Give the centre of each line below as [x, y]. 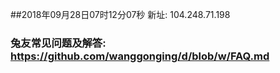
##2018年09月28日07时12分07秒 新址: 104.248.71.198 [120, 14]
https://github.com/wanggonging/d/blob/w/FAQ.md [140, 56]
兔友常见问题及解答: [58, 43]
